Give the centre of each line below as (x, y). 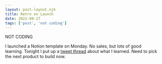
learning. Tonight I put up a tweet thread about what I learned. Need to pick (81, 51)
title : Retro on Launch (29, 14)
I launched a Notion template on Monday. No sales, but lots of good (73, 46)
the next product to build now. (35, 57)
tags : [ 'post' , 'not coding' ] (36, 23)
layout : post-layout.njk (30, 9)
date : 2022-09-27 (23, 18)
